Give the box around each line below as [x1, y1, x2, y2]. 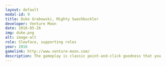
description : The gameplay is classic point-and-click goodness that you [5, 53, 162, 59]
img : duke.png [5, 30, 35, 35]
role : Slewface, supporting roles [5, 40, 77, 45]
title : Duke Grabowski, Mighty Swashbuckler [5, 16, 99, 21]
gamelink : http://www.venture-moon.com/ [5, 49, 90, 54]
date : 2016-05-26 [5, 26, 41, 31]
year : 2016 [5, 44, 28, 49]
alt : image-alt [5, 35, 37, 40]
